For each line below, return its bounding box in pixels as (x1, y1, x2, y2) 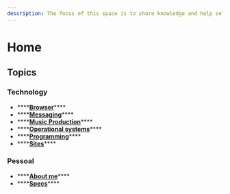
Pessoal (7, 156, 34, 166)
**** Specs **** (16, 179, 60, 187)
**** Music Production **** (16, 117, 93, 125)
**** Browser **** (16, 103, 66, 111)
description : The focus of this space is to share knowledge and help (7, 10, 213, 17)
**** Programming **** (16, 132, 81, 141)
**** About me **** (16, 172, 71, 180)
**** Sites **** (16, 139, 57, 147)
